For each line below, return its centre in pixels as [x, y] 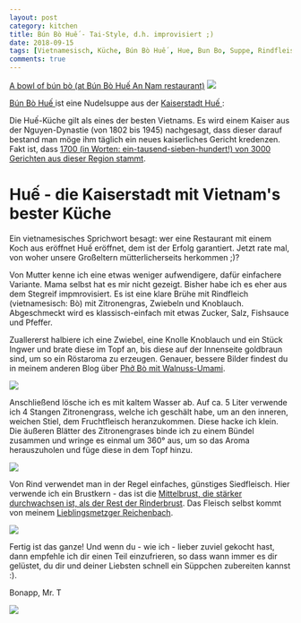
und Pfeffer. [31, 322]
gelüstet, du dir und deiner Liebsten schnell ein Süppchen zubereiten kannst [150, 566]
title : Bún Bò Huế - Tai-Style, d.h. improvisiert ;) [112, 34]
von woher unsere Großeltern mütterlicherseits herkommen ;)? [125, 257]
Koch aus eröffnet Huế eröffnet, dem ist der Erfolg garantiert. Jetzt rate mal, [149, 248]
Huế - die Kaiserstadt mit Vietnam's [145, 195]
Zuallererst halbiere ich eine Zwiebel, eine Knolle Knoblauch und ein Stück [146, 339]
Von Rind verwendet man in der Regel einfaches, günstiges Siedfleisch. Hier [150, 483]
